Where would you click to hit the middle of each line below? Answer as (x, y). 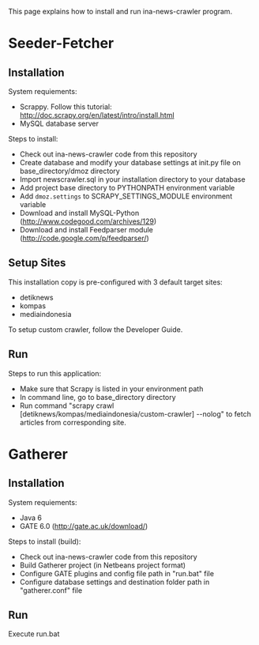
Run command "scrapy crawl (67, 405)
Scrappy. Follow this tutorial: (66, 107)
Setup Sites (37, 263)
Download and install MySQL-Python (79, 213)
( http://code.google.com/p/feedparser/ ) (84, 238)
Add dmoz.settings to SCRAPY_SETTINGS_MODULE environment (126, 196)
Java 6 (30, 518)
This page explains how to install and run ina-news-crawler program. (120, 11)
